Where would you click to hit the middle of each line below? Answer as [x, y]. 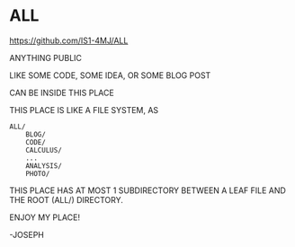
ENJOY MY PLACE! [45, 217]
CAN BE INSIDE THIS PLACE [62, 93]
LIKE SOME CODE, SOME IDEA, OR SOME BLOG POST [110, 75]
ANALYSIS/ [44, 166]
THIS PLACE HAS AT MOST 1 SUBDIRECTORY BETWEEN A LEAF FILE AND [147, 190]
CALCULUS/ [44, 150]
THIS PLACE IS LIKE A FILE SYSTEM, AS [84, 110]
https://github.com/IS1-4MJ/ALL [69, 40]
